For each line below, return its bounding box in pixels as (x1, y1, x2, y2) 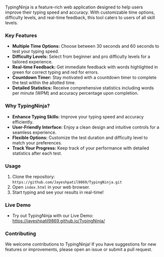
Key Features (5, 32, 38, 39)
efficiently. (12, 119, 34, 125)
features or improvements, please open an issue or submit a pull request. (5, 247, 153, 253)
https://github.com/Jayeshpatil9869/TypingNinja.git (12, 179, 122, 185)
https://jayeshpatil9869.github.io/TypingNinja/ (12, 218, 105, 224)
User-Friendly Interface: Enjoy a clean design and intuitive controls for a (12, 124, 160, 130)
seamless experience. (12, 129, 57, 135)
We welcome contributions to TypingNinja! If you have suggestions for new (5, 241, 157, 247)
